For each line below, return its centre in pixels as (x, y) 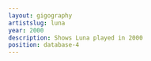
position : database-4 (44, 45)
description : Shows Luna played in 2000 (76, 38)
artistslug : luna (37, 23)
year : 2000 (26, 30)
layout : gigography (40, 15)
